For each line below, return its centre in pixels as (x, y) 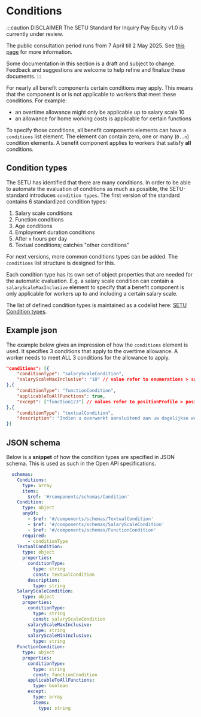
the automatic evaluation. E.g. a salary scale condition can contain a (90, 281)
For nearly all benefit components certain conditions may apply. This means (100, 87)
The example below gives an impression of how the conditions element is (97, 345)
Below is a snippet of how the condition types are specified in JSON (91, 457)
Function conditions (39, 219)
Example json (32, 330)
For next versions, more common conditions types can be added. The (92, 256)
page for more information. (39, 51)
